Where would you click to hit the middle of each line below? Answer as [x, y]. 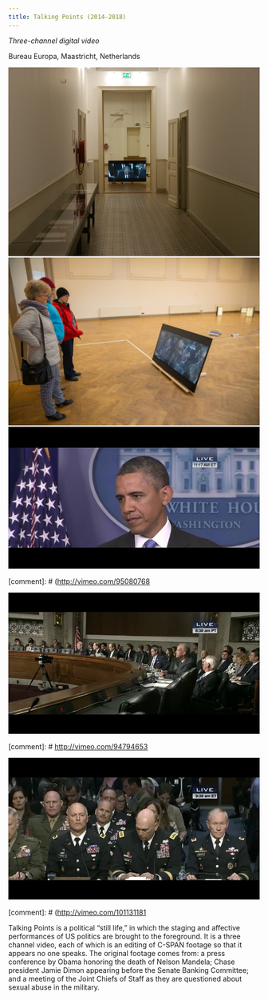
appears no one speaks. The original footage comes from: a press [117, 953]
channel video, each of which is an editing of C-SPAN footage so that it [125, 944]
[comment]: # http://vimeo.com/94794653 [78, 747]
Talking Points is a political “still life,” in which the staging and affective [124, 927]
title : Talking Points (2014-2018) [67, 17]
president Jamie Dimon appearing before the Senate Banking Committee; [128, 970]
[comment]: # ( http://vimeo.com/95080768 [79, 581]
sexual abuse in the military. [54, 987]
